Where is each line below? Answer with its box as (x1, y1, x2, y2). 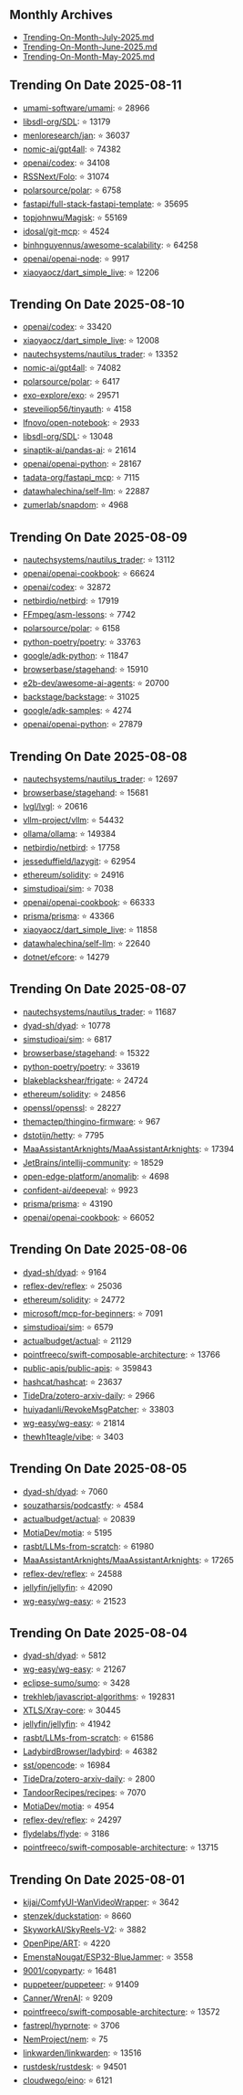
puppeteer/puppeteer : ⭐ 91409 (22, 1979, 139, 1990)
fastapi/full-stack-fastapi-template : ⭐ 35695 (22, 198, 189, 209)
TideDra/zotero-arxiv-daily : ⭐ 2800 (22, 1773, 156, 1784)
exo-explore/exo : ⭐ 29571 (22, 390, 120, 401)
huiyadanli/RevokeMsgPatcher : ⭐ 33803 (22, 1403, 175, 1414)
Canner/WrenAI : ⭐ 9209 (22, 1993, 114, 2004)
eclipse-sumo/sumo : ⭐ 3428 (22, 1677, 130, 1688)
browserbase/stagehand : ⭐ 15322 (22, 1047, 150, 1058)
